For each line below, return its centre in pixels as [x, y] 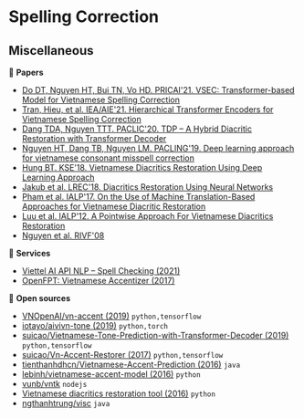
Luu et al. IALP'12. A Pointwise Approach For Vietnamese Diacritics [147, 216]
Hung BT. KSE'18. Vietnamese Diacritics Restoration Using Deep [142, 167]
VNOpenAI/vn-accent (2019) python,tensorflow [111, 316]
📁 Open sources [40, 298]
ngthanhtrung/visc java [66, 403]
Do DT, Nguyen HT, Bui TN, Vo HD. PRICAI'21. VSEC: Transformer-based [158, 90]
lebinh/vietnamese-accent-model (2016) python [111, 374]
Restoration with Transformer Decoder [94, 138]
